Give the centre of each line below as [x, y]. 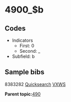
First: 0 [27, 46]
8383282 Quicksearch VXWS [35, 84]
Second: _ [30, 51]
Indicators [22, 40]
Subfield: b [23, 56]
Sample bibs [25, 72]
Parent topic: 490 [23, 94]
